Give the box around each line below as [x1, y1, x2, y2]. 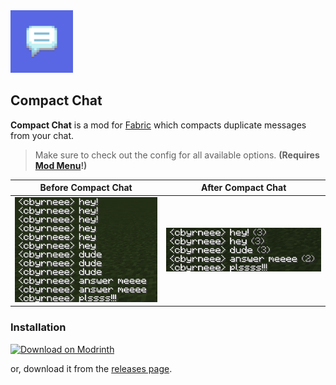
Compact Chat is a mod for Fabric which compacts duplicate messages [10, 119, 307, 131]
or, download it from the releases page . [10, 362, 173, 374]
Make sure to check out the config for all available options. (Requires [34, 149, 320, 161]
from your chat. [10, 129, 75, 141]
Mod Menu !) [34, 159, 88, 171]
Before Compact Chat [39, 182, 133, 194]
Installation [10, 320, 67, 334]
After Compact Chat [200, 182, 287, 194]
